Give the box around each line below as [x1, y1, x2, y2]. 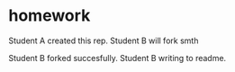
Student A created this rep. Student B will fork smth [8, 35, 199, 46]
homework [8, 5, 91, 26]
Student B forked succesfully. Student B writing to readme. [8, 52, 227, 63]
